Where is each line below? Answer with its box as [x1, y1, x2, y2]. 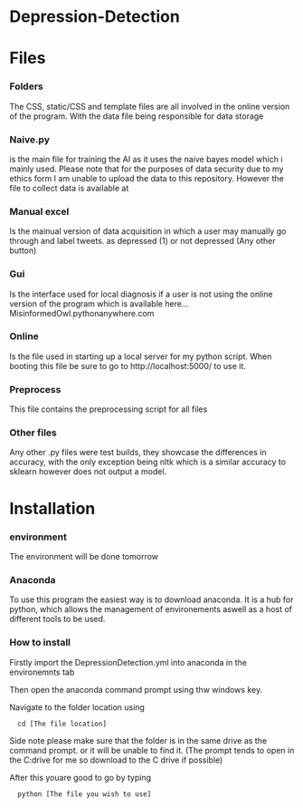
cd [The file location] [17, 719, 107, 728]
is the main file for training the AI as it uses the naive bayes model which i [9, 153, 283, 164]
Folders [9, 80, 43, 92]
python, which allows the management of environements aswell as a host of [9, 604, 292, 615]
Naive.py [9, 133, 50, 146]
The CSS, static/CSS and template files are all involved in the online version [9, 101, 290, 112]
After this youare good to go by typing [9, 772, 152, 783]
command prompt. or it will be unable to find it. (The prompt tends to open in [9, 745, 295, 755]
